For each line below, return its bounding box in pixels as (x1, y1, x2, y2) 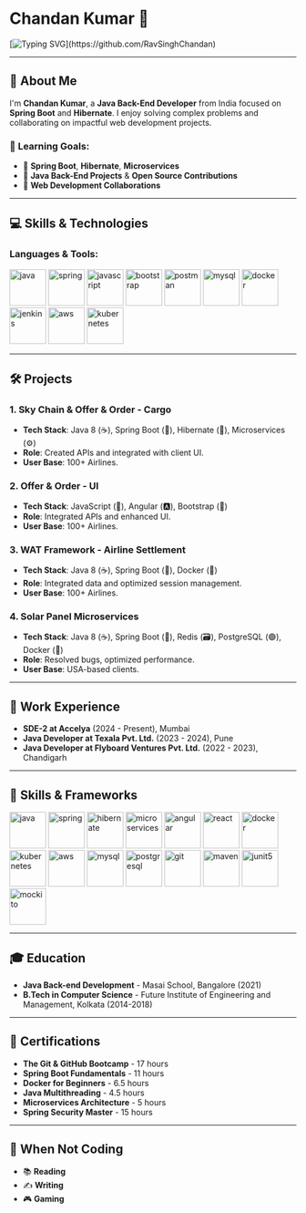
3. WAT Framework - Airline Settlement (9, 543, 187, 555)
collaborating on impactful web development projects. (9, 117, 212, 128)
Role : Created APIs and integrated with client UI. (22, 447, 205, 459)
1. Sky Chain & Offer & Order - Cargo (9, 403, 172, 416)
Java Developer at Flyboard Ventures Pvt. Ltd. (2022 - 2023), (22, 742, 259, 753)
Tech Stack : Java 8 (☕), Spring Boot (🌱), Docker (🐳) (22, 565, 219, 575)
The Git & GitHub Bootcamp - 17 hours (22, 1058, 168, 1069)
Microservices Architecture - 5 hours (22, 1096, 167, 1107)
